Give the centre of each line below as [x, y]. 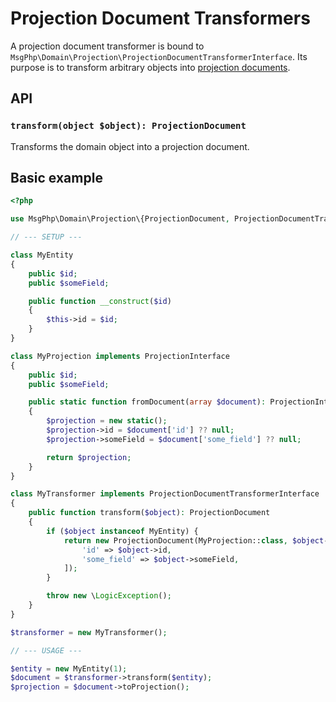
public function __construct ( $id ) [100, 301]
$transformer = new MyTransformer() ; [89, 632]
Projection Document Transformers [160, 18]
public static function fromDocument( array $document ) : [147, 402]
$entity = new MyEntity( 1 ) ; [69, 668]
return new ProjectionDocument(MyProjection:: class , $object [194, 540]
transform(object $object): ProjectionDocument [128, 126]
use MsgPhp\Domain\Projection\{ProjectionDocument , [120, 219]
